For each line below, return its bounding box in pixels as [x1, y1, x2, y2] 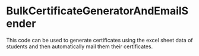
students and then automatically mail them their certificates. [6, 43, 153, 50]
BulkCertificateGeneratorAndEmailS [6, 4, 189, 18]
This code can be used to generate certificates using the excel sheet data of [6, 36, 193, 43]
